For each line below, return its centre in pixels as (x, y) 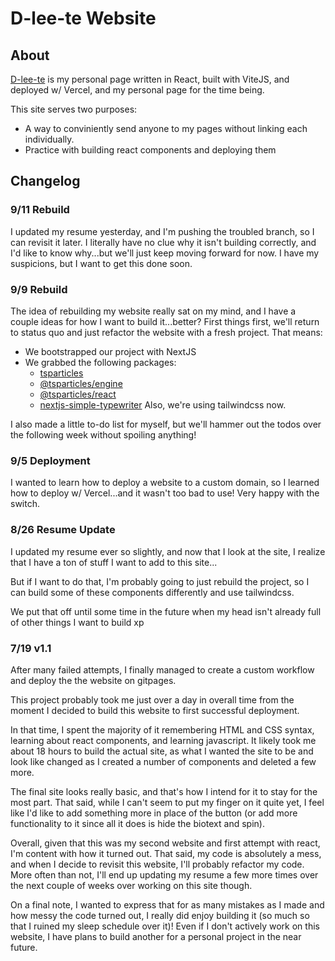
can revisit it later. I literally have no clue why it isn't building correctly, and (163, 242)
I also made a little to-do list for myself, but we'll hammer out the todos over (166, 424)
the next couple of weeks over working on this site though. (131, 885)
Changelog (45, 181)
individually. (49, 139)
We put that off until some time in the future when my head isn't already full (166, 611)
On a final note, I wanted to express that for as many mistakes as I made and (167, 904)
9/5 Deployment (50, 460)
